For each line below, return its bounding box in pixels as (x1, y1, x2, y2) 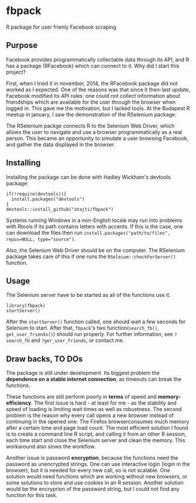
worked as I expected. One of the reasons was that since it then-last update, (6, 86, 191, 93)
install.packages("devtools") (11, 196, 85, 202)
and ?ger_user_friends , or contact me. (31, 337, 125, 344)
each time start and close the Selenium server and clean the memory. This (6, 437, 185, 444)
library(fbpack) (6, 303, 46, 309)
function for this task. (6, 492, 57, 499)
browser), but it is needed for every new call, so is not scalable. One (6, 467, 171, 474)
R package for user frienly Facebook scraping (6, 23, 117, 30)
